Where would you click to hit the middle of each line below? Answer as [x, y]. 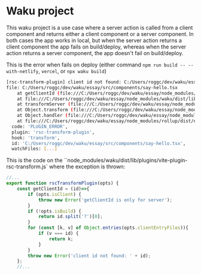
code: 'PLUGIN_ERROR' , [40, 126]
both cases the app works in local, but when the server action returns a [94, 40]
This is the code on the [34, 161]
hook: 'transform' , [36, 138]
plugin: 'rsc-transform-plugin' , [53, 132]
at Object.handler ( [42, 116]
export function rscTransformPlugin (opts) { [63, 183]
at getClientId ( [39, 93]
